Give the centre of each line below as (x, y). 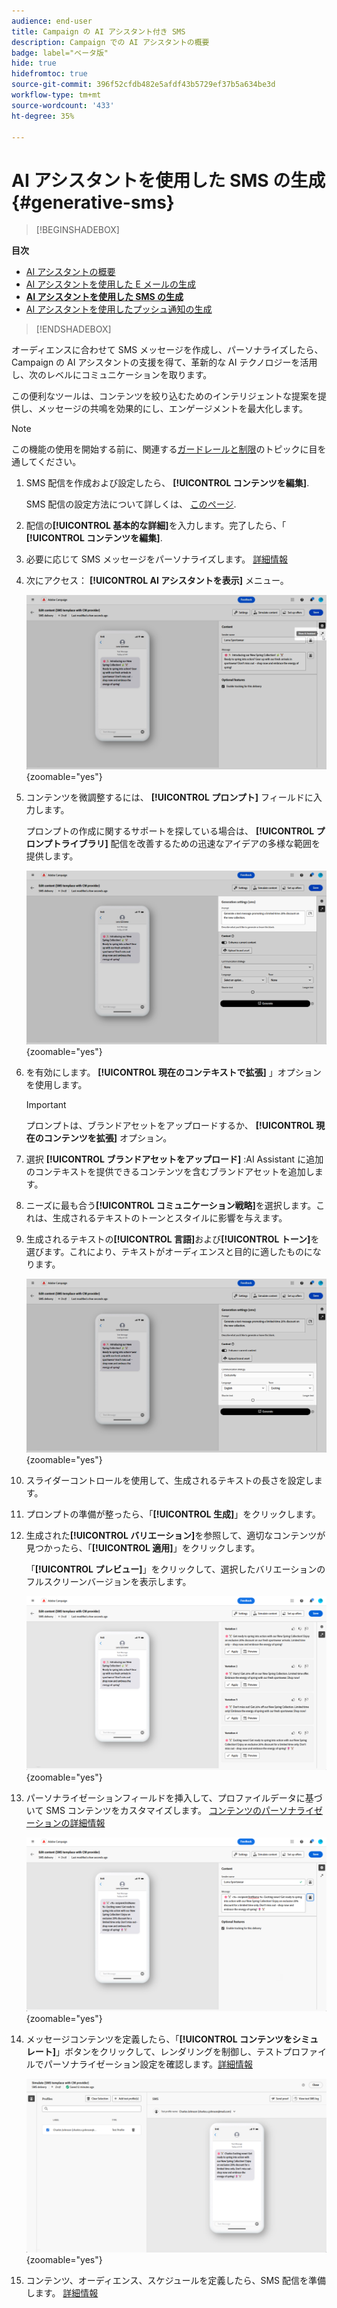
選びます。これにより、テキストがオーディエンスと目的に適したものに (169, 1251)
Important (46, 1104)
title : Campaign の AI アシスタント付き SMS (98, 31)
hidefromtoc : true (49, 74)
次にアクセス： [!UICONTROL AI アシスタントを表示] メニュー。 (157, 581)
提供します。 (52, 856)
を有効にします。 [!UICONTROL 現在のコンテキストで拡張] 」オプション (173, 1072)
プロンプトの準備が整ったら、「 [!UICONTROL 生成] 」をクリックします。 (173, 1514)
